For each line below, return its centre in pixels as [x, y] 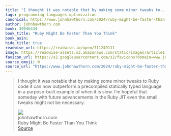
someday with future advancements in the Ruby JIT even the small [88, 97]
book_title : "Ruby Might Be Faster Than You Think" [61, 33]
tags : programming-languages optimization [51, 15]
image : [12, 52]
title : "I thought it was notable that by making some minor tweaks [79, 10]
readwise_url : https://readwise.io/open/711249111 [60, 48]
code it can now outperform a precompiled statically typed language [90, 86]
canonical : [17, 19]
